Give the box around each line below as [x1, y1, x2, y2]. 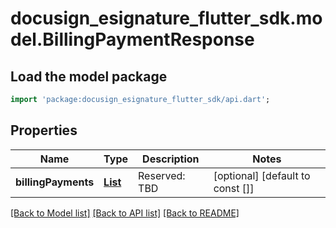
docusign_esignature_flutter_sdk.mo [10, 7, 323, 30]
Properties [10, 122, 78, 139]
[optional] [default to [213, 168, 311, 182]
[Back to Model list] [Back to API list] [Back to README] [10, 207, 240, 219]
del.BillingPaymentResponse [10, 28, 255, 51]
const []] [213, 181, 255, 195]
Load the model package [10, 68, 168, 85]
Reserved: [138, 168, 186, 182]
